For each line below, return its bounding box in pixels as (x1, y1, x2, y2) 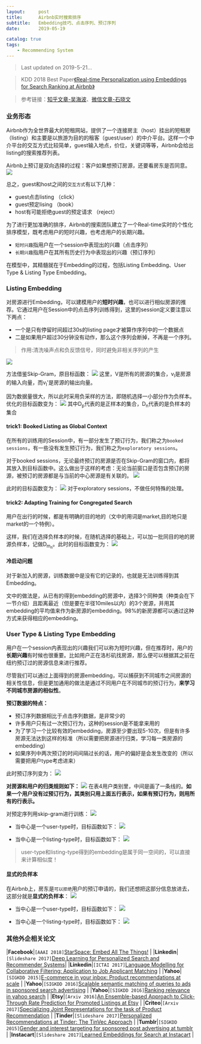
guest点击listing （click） (14, 193, 78, 201)
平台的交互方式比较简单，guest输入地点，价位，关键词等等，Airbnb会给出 (11, 142, 194, 149)
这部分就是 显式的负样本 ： (6, 893, 69, 900)
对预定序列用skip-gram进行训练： (6, 810, 90, 817)
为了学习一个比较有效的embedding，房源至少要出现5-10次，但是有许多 (14, 727, 190, 734)
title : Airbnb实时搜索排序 (6, 14, 82, 20)
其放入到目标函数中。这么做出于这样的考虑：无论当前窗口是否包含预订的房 (6, 465, 190, 472)
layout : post (6, 8, 50, 15)
